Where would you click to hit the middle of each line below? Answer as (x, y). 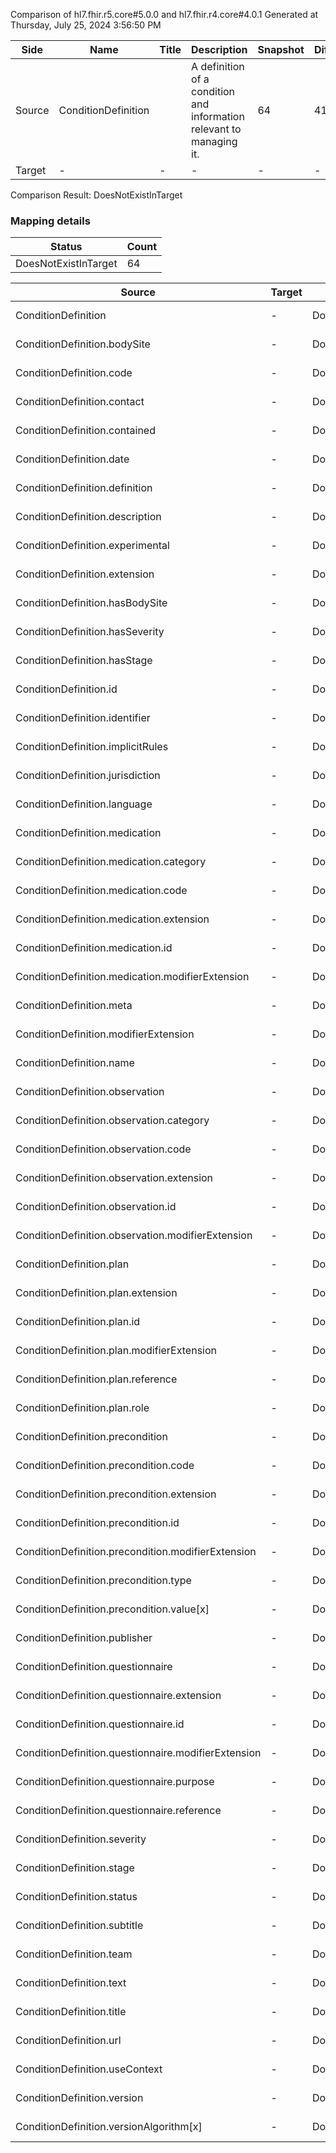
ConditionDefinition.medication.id (94, 948)
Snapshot (281, 49)
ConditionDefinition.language (84, 804)
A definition (218, 66)
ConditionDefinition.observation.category (112, 1121)
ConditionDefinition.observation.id (96, 1207)
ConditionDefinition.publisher (84, 1638)
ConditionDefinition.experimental (92, 546)
